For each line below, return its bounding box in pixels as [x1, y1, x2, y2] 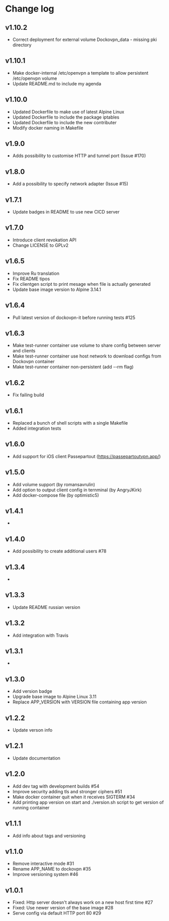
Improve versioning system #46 [12, 872, 78, 878]
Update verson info [12, 727, 53, 733]
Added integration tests [12, 425, 61, 431]
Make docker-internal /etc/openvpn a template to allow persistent [12, 70, 148, 76]
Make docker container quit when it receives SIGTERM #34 [12, 794, 135, 800]
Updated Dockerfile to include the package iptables [12, 114, 120, 120]
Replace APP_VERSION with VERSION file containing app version [12, 699, 147, 705]
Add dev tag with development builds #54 [12, 783, 100, 789]
